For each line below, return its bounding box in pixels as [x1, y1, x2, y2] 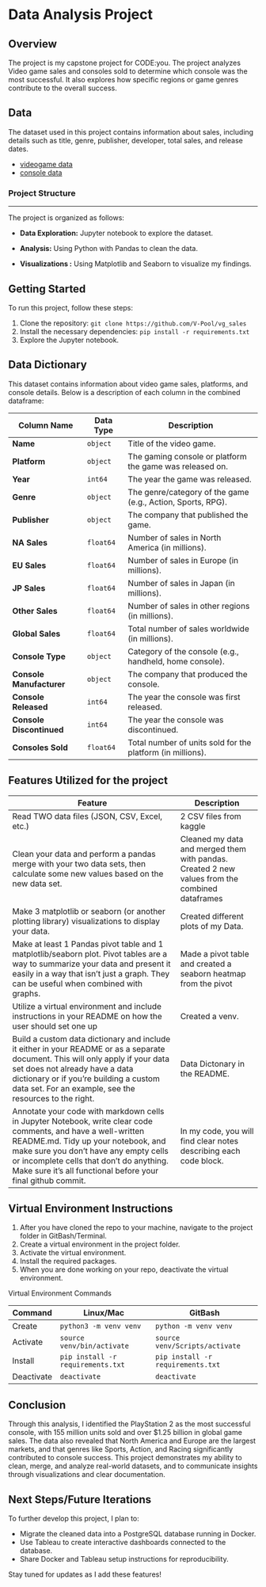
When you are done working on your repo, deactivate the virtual [19, 1265, 229, 1274]
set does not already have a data [12, 1063, 134, 1074]
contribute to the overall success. [8, 83, 117, 93]
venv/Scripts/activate [155, 1342, 241, 1351]
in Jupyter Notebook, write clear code [12, 1115, 153, 1126]
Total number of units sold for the [127, 736, 252, 748]
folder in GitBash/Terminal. [19, 1231, 107, 1241]
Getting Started [8, 282, 86, 295]
